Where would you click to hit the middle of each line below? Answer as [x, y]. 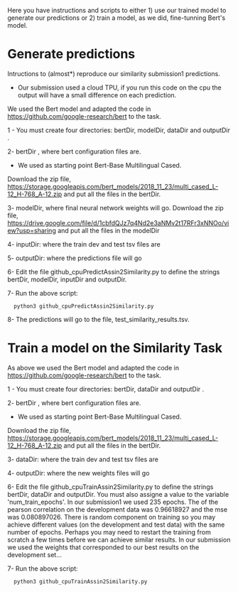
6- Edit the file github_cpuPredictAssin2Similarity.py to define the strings [114, 271]
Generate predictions [71, 54]
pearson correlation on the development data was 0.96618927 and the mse [118, 509]
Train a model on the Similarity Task [115, 348]
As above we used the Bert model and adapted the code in [93, 367]
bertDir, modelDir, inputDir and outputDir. [67, 279]
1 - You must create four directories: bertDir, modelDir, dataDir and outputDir [119, 130]
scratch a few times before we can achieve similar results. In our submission [119, 539]
